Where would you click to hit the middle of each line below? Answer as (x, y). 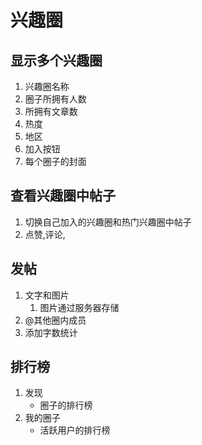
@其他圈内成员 (55, 320)
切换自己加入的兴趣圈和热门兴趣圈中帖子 (108, 222)
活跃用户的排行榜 (75, 430)
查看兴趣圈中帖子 (63, 196)
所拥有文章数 (51, 111)
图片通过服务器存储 (79, 307)
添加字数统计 (51, 332)
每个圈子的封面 (55, 161)
